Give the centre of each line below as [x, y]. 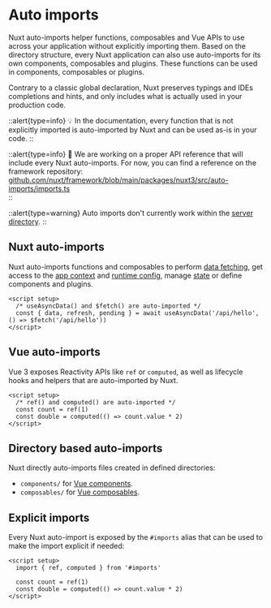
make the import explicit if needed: [67, 546]
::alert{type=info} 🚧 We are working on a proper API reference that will [126, 154]
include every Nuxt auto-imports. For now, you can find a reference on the [133, 162]
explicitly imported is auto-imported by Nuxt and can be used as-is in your [133, 129]
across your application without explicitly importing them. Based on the [127, 45]
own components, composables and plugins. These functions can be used [133, 63]
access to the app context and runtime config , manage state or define [125, 275]
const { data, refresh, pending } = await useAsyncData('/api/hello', [138, 313]
